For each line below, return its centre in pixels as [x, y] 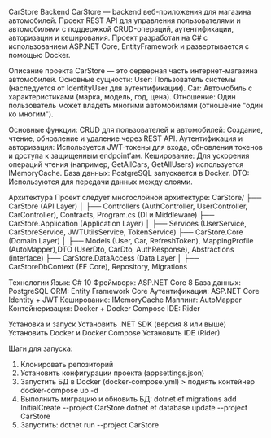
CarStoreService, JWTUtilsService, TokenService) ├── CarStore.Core [126, 232]
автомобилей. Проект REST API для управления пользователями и [125, 20]
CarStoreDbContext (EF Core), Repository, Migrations [98, 267]
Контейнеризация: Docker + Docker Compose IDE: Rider [105, 308]
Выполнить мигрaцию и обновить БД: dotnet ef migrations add [128, 399]
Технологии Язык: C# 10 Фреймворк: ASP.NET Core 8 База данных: [125, 283]
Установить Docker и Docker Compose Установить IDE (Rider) [114, 333]
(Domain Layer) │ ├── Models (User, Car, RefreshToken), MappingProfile [131, 241]
